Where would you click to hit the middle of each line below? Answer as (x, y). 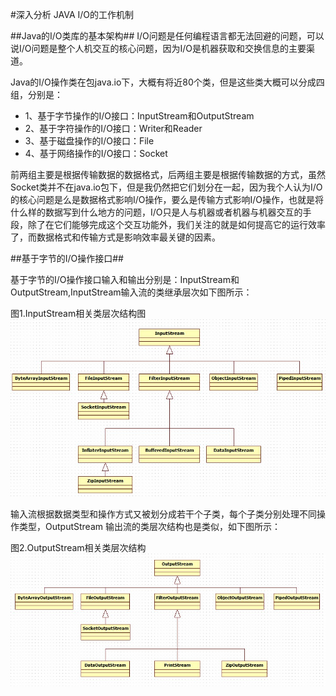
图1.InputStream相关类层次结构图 (78, 313)
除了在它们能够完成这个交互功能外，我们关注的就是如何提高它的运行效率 (176, 224)
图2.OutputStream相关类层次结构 (78, 548)
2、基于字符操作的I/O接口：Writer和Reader (113, 128)
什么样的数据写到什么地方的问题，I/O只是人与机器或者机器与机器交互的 (156, 212)
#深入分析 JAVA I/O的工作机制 (72, 14)
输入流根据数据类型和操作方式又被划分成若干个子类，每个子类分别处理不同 (163, 514)
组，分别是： (36, 94)
